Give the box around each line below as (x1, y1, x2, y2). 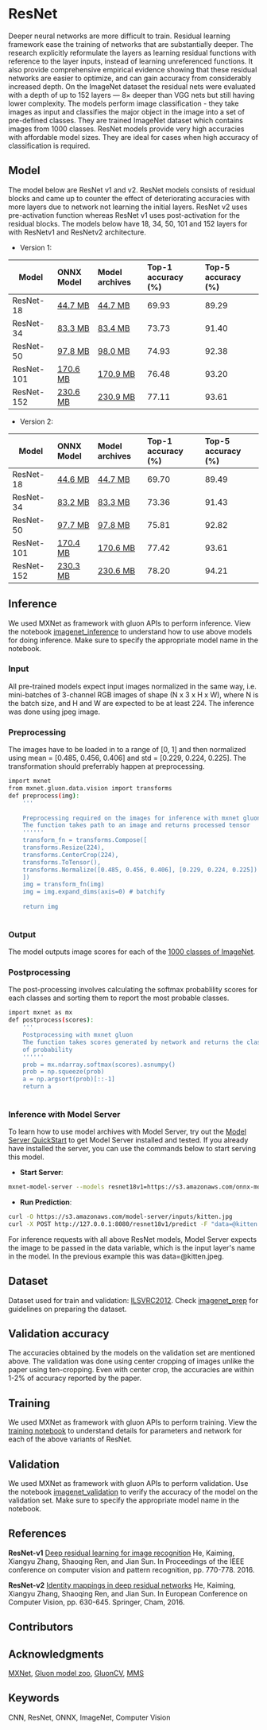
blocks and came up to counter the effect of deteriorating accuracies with (8, 193, 250, 203)
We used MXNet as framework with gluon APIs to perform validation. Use (8, 1479, 249, 1488)
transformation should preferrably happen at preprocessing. (8, 762, 205, 771)
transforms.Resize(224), (22, 844, 105, 851)
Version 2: (19, 417, 54, 426)
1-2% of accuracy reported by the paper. (8, 1373, 141, 1383)
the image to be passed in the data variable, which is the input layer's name (8, 1243, 256, 1252)
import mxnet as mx (8, 1009, 73, 1017)
